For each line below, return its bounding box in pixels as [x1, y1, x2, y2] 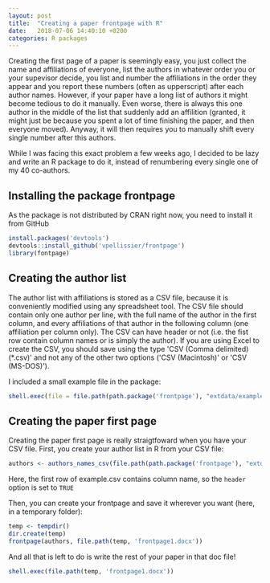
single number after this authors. [8, 133, 117, 143]
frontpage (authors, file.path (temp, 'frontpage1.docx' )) [8, 537, 203, 545]
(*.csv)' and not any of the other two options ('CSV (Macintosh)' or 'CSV [8, 353, 247, 362]
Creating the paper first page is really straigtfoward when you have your [8, 435, 247, 446]
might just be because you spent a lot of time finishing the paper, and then [8, 116, 255, 125]
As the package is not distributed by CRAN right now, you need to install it [8, 210, 253, 220]
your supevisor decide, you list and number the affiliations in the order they [8, 73, 257, 83]
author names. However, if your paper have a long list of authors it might [8, 90, 247, 100]
